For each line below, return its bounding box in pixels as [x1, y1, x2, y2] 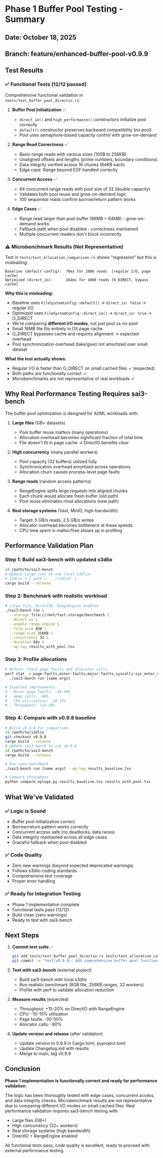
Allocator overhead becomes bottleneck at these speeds [19, 522, 133, 528]
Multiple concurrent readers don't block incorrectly [19, 231, 122, 237]
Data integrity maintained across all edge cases [12, 834, 108, 840]
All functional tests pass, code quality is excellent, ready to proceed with [5, 1142, 150, 1148]
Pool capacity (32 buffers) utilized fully [19, 459, 97, 464]
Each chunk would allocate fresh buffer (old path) [19, 493, 119, 499]
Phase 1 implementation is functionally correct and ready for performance [5, 1078, 158, 1083]
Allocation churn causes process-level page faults [19, 469, 120, 475]
